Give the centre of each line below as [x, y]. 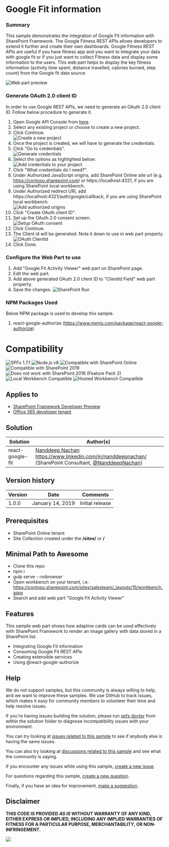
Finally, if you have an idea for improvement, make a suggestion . [72, 786]
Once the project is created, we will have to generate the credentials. [84, 143]
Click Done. [25, 244]
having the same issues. [31, 741]
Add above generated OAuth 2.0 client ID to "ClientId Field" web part [84, 279]
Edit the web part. [31, 274]
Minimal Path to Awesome [47, 554]
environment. [19, 726]
